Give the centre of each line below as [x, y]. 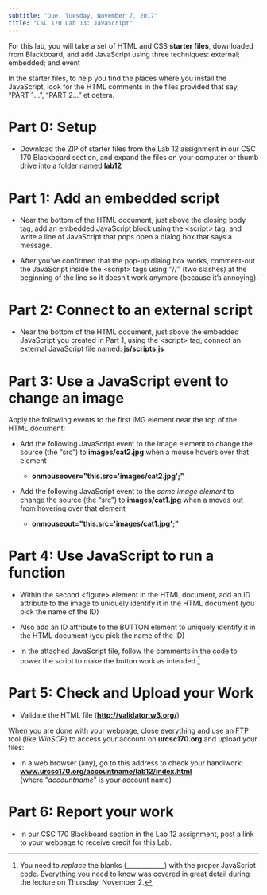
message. [36, 245]
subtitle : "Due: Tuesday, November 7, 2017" [83, 16]
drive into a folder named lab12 [70, 166]
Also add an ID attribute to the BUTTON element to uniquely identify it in [137, 627]
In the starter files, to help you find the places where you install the [118, 78]
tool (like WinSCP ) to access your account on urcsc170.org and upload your [133, 739]
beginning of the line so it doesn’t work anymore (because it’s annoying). [139, 278]
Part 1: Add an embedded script [114, 198]
